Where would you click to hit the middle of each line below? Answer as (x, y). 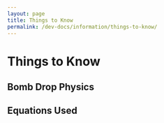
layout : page (26, 14)
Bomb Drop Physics (51, 87)
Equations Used (43, 111)
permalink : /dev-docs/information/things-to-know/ (82, 27)
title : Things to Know (40, 20)
